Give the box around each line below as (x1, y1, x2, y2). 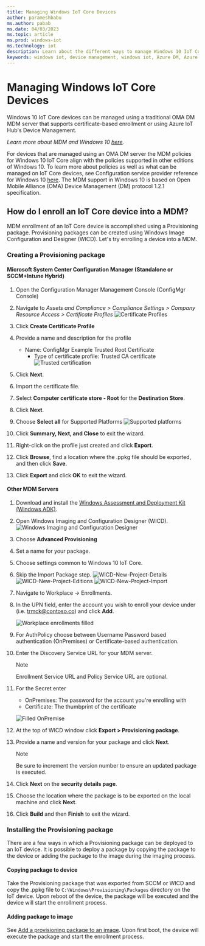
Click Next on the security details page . (15, 780, 117, 787)
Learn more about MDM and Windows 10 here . (7, 138, 125, 145)
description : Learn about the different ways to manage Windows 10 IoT (7, 49, 192, 55)
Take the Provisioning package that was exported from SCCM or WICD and (7, 880, 195, 887)
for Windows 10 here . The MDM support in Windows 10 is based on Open (7, 176, 191, 183)
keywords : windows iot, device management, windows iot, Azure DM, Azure (7, 54, 198, 60)
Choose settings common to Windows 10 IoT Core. (15, 559, 143, 566)
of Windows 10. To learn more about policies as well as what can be (7, 163, 177, 170)
